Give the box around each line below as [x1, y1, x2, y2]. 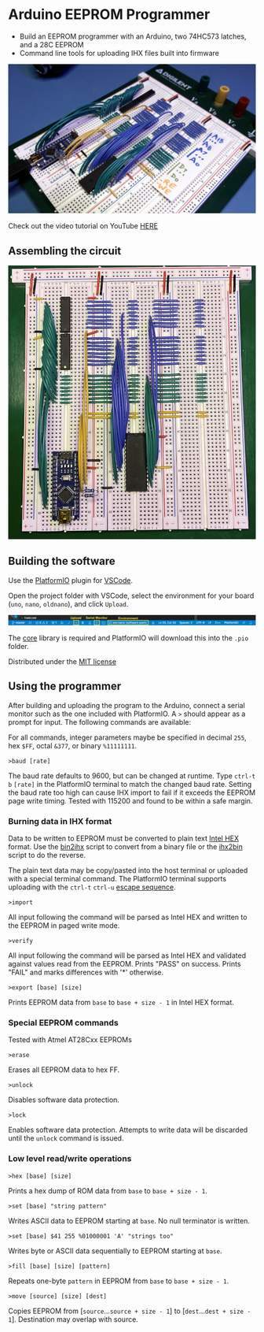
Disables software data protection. [8, 1095, 120, 1104]
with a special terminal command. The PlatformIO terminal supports [8, 874, 226, 884]
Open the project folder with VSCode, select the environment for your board [8, 591, 255, 600]
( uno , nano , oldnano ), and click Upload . [8, 599, 129, 608]
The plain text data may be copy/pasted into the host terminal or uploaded [8, 866, 248, 875]
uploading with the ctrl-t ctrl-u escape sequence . [8, 882, 177, 892]
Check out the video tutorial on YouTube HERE [8, 221, 159, 231]
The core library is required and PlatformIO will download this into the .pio [8, 633, 249, 643]
